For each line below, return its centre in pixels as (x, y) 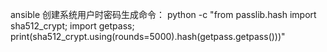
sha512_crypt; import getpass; (72, 26)
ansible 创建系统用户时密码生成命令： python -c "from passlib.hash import (163, 14)
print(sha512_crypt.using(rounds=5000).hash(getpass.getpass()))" (148, 36)
